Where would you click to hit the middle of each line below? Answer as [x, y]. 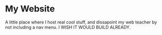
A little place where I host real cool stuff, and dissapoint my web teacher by [81, 22]
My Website [30, 9]
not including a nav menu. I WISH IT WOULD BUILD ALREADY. [68, 27]
